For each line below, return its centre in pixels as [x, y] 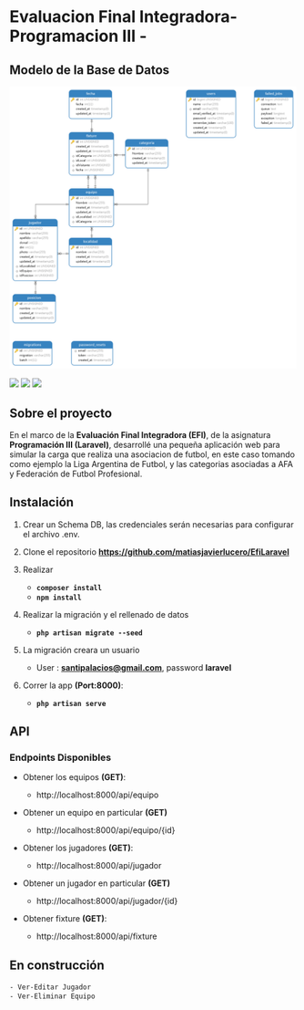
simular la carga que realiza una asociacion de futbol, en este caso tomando [152, 454]
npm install [59, 598]
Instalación [42, 502]
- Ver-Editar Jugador [51, 987]
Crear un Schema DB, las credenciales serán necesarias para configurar [158, 524]
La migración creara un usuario [81, 650]
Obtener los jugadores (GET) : [78, 848]
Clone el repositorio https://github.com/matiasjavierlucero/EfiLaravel [156, 552]
